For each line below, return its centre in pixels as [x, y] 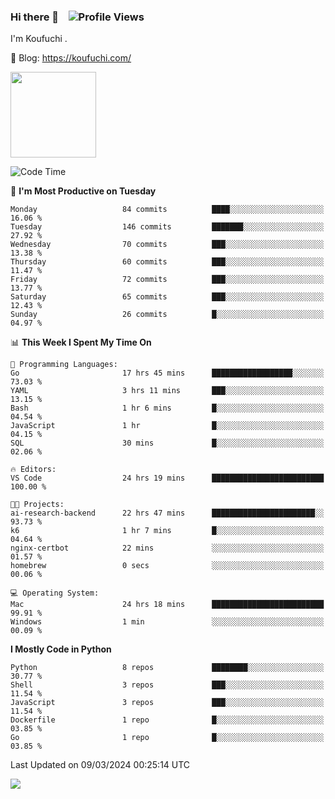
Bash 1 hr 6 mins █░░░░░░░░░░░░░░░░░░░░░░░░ [167, 408]
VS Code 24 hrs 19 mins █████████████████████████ [167, 478]
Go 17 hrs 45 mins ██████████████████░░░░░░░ [167, 373]
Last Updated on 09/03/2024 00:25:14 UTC [100, 765]
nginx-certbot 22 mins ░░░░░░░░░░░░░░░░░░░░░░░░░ [167, 548]
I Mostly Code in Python [61, 649]
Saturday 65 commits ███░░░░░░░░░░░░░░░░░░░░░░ [167, 297]
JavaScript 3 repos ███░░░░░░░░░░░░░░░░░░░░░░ [167, 703]
